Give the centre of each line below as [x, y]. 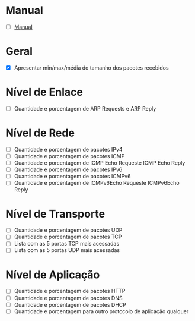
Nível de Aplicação [53, 275]
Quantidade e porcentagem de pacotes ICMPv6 [72, 177]
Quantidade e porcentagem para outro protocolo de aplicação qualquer [101, 311]
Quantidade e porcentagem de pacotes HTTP [70, 291]
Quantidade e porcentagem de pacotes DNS [68, 298]
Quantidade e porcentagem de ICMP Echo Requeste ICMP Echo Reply [100, 163]
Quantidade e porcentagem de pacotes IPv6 [68, 169]
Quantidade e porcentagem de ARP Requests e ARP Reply [85, 108]
